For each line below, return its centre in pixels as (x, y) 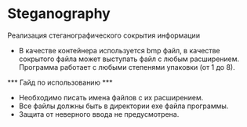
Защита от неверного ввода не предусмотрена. (99, 114)
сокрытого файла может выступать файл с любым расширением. (129, 59)
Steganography (59, 14)
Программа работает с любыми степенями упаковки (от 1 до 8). (127, 67)
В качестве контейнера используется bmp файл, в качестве (119, 50)
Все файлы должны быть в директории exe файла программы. (123, 106)
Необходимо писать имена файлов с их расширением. (111, 97)
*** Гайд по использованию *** (60, 82)
